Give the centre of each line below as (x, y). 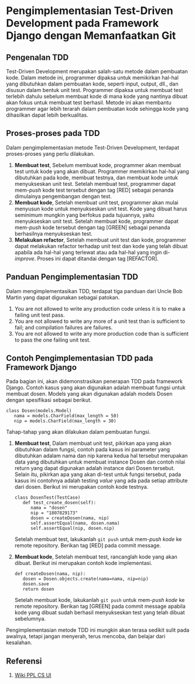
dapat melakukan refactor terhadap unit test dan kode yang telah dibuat (101, 246)
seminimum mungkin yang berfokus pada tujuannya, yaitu (84, 215)
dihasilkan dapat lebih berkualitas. (47, 115)
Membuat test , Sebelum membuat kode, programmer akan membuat (98, 165)
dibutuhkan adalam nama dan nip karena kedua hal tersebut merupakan (101, 456)
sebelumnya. (30, 619)
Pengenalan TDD (37, 57)
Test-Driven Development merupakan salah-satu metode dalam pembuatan (97, 71)
